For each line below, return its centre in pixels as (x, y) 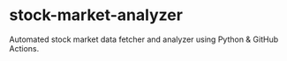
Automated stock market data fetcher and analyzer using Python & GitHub (144, 39)
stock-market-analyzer (96, 15)
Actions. (24, 48)
